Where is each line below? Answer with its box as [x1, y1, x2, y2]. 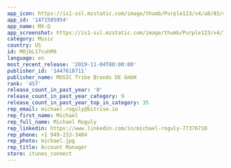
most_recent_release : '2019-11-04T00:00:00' [7, 61, 137, 68]
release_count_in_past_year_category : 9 [7, 93, 125, 100]
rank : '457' [7, 80, 41, 87]
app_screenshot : [7, 29, 54, 36]
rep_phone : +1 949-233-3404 [7, 131, 88, 138]
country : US [7, 42, 41, 49]
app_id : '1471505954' [7, 16, 69, 23]
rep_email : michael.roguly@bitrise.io [7, 106, 118, 112]
